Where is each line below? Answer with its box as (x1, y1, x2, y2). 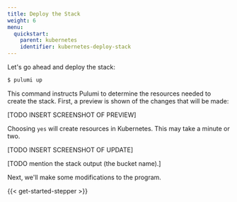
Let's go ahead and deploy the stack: (7, 63, 115, 71)
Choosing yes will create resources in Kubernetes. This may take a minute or (7, 124, 230, 133)
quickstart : (13, 30, 50, 38)
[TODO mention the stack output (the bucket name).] (7, 159, 161, 167)
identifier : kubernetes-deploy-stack (20, 43, 132, 50)
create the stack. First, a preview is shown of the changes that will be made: (7, 96, 229, 105)
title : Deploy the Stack (7, 10, 81, 18)
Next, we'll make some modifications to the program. (7, 173, 161, 181)
